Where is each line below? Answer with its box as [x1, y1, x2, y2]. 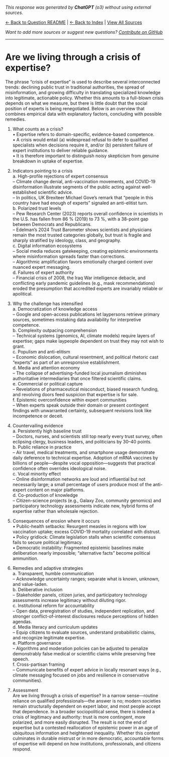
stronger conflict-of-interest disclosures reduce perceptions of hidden [12, 613, 158, 619]
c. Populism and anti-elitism [12, 348, 70, 354]
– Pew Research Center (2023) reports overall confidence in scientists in [12, 210, 163, 216]
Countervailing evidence [12, 422, 64, 428]
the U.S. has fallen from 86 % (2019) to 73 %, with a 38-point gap [12, 216, 148, 222]
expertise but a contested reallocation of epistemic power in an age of [12, 724, 158, 730]
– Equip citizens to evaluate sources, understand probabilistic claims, [12, 629, 156, 635]
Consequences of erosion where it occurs [12, 518, 100, 524]
